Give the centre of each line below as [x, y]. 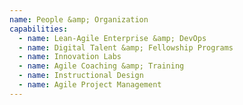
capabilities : [39, 29]
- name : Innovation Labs [70, 57]
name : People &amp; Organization [79, 19]
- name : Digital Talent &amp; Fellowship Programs [126, 47]
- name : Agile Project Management [90, 85]
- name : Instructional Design [81, 76]
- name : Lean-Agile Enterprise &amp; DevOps [112, 38]
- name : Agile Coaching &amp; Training [101, 66]
